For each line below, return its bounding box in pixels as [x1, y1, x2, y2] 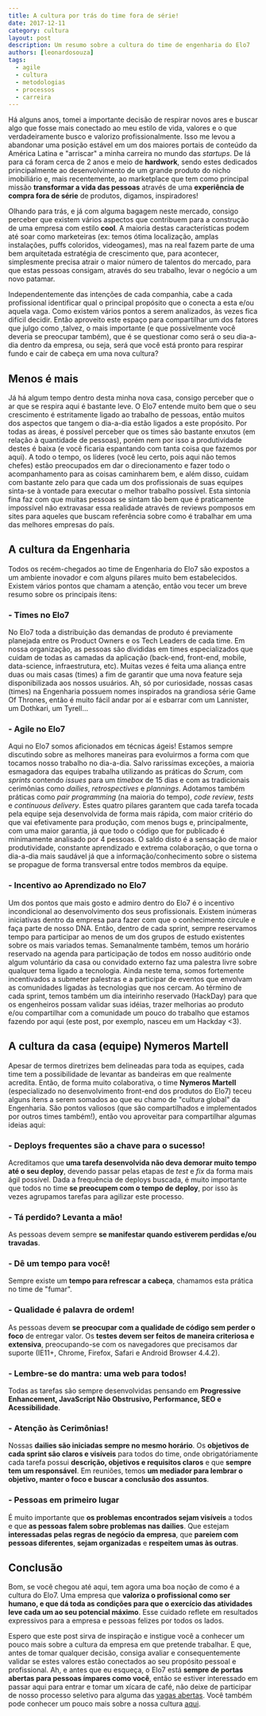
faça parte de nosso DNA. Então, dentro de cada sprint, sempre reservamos [8, 923, 257, 932]
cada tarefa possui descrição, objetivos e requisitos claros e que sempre [8, 1458, 252, 1468]
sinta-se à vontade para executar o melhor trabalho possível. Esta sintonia [8, 487, 251, 496]
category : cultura [8, 26, 69, 34]
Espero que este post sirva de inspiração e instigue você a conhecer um [8, 1632, 245, 1641]
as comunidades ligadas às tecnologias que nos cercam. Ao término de [8, 983, 242, 992]
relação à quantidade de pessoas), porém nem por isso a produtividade [8, 436, 242, 445]
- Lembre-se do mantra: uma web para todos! [8, 1367, 187, 1378]
